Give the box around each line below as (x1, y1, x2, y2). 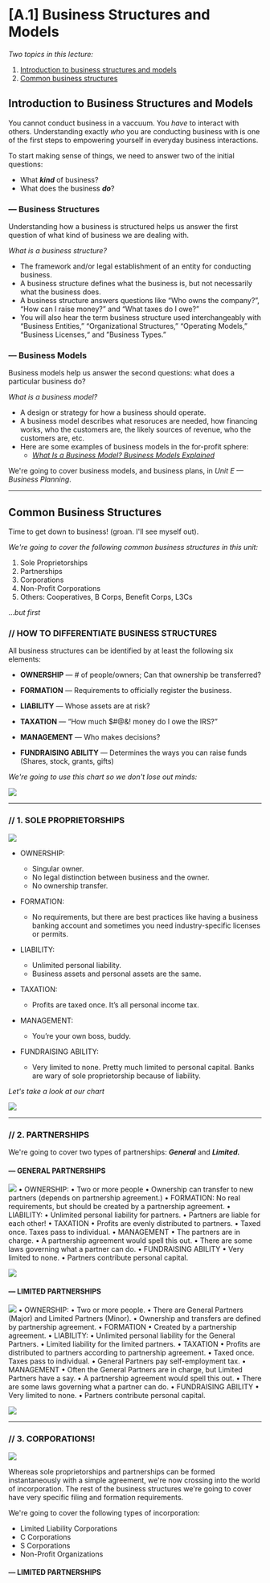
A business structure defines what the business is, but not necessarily (19, 279, 253, 289)
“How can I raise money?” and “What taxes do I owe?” (19, 304, 199, 314)
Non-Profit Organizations (19, 1549, 104, 1559)
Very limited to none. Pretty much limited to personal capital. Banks (31, 1062, 255, 1072)
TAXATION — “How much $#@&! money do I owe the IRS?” (19, 717, 219, 727)
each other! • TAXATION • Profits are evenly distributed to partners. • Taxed (8, 1219, 261, 1228)
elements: (8, 654, 42, 664)
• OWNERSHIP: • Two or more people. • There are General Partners (18, 1305, 243, 1315)
